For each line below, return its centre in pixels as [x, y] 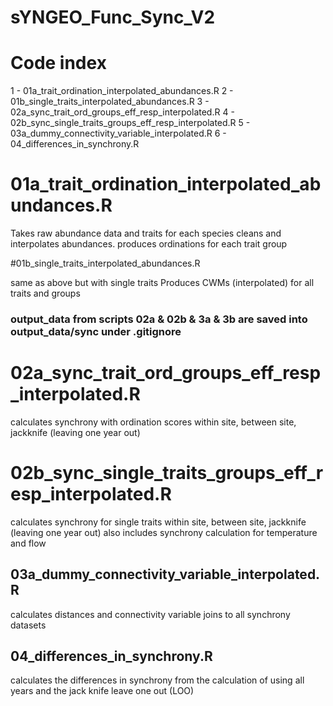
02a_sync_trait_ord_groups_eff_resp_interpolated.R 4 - [122, 112]
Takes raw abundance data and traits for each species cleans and [146, 233]
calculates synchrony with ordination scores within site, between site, [153, 422]
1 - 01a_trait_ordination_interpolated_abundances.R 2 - [122, 91]
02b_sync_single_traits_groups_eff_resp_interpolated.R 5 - [130, 123]
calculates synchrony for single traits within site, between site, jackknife [158, 522]
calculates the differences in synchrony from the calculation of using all [157, 680]
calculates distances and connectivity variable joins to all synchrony [150, 614]
